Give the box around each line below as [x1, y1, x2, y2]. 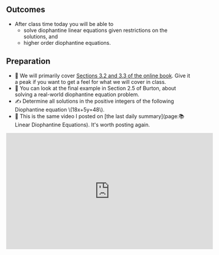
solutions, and [23, 32, 58, 40]
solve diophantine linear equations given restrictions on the [23, 27, 168, 34]
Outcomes [6, 5, 45, 15]
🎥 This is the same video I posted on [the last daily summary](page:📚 [14, 112, 185, 120]
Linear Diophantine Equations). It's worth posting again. [14, 121, 151, 128]
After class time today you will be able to [14, 20, 114, 27]
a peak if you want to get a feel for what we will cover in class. [14, 78, 166, 85]
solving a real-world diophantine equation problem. [14, 91, 140, 98]
